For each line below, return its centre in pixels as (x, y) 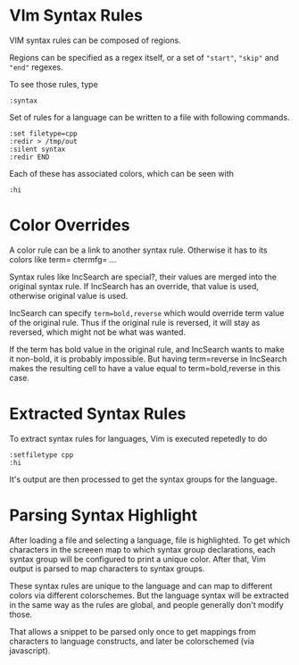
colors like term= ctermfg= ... (63, 259)
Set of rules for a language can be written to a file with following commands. (149, 117)
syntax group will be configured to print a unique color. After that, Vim (137, 559)
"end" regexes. (37, 67)
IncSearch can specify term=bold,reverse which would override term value (147, 312)
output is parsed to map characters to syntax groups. (107, 569)
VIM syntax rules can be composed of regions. (95, 40)
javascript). (30, 650)
